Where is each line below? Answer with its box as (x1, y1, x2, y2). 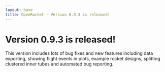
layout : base (5, 7, 33, 13)
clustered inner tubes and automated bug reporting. (5, 61, 114, 67)
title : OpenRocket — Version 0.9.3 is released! (5, 12, 110, 17)
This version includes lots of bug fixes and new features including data (5, 50, 153, 56)
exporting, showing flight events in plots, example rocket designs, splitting (5, 56, 161, 62)
